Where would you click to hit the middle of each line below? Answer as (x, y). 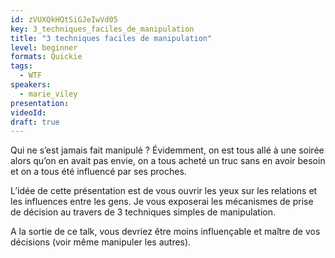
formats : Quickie (46, 57)
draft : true (35, 122)
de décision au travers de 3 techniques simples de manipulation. (143, 212)
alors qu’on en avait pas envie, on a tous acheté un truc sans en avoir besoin (168, 161)
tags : (21, 66)
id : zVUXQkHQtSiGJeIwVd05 (64, 19)
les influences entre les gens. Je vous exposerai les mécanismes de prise (162, 202)
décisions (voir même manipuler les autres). (101, 242)
